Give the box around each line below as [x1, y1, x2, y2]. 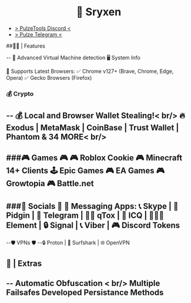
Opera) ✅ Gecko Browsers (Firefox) [6, 74, 92, 81]
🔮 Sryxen [76, 5, 122, 19]
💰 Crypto [6, 89, 34, 97]
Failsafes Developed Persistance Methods [6, 288, 164, 298]
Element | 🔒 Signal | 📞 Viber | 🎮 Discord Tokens [6, 220, 180, 231]
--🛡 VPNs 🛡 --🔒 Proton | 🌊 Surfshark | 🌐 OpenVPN [6, 239, 130, 246]
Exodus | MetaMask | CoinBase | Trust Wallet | [6, 123, 179, 133]
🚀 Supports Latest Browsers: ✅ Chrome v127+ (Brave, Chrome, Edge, [6, 68, 174, 75]
